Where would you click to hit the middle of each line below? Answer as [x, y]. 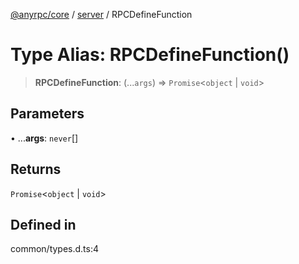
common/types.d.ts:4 [55, 249]
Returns [36, 169]
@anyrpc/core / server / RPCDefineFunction [101, 14]
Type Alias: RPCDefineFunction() [150, 55]
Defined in [43, 224]
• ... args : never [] [44, 138]
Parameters [47, 114]
